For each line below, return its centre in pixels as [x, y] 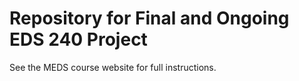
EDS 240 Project [78, 39]
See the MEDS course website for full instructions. [113, 67]
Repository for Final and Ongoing [149, 18]
